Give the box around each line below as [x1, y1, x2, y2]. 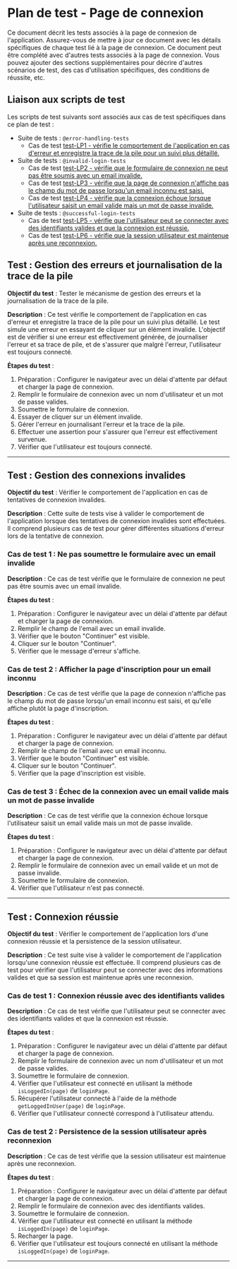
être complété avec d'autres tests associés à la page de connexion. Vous [7, 51, 220, 59]
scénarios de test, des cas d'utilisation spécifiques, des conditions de [7, 66, 210, 74]
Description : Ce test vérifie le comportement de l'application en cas [7, 310, 207, 318]
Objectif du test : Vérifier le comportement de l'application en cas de [7, 488, 208, 497]
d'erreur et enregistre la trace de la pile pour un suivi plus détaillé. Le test [7, 318, 220, 326]
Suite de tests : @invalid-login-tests [17, 156, 126, 164]
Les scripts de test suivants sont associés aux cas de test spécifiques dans [7, 112, 226, 121]
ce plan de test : [7, 120, 54, 128]
